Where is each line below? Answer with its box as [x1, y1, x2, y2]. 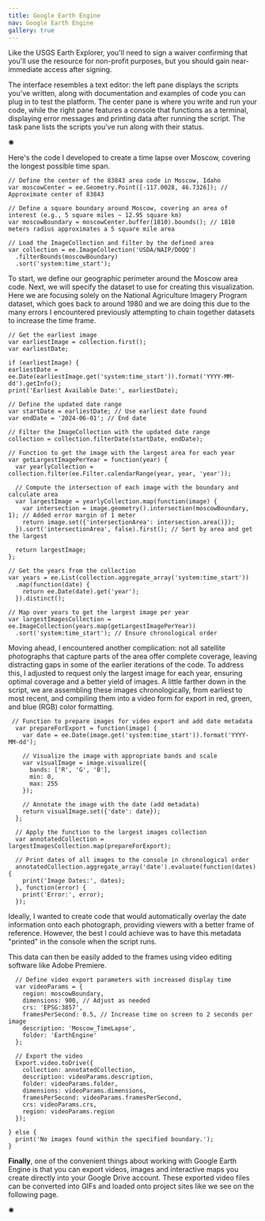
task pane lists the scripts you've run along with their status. [8, 122, 204, 132]
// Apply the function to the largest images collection [15, 829, 207, 837]
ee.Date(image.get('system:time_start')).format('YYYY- [61, 731, 249, 739]
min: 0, [28, 773, 55, 781]
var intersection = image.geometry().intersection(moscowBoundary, [22, 505, 249, 513]
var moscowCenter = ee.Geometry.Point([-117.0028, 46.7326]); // [8, 184, 228, 192]
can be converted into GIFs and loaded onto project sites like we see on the [8, 1181, 255, 1191]
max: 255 [28, 780, 59, 788]
